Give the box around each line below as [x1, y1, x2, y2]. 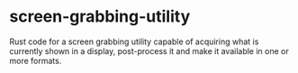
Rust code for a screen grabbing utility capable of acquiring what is [9, 36, 259, 47]
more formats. [9, 55, 62, 66]
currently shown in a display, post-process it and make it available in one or [9, 45, 290, 56]
